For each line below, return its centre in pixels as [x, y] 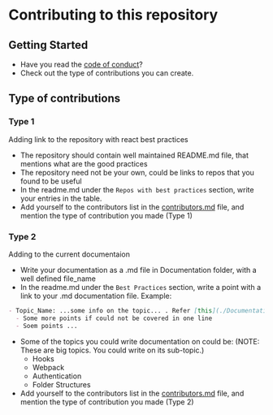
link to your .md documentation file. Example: [96, 296]
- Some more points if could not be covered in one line [114, 318]
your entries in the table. [61, 198]
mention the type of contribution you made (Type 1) [106, 215]
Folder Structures [61, 384]
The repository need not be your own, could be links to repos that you [137, 172]
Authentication [57, 376]
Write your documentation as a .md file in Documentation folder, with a [139, 270]
